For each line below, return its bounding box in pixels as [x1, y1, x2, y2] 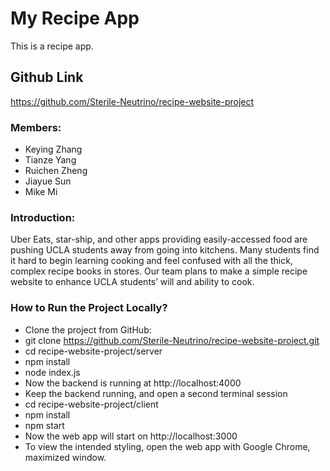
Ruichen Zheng [24, 165, 88, 177]
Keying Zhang [24, 143, 83, 156]
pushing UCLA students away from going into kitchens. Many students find [10, 244, 320, 256]
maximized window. [24, 451, 107, 463]
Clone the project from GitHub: [24, 323, 152, 336]
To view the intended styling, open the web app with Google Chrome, [24, 440, 311, 452]
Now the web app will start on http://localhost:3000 [24, 430, 238, 442]
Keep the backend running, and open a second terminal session [24, 387, 288, 399]
